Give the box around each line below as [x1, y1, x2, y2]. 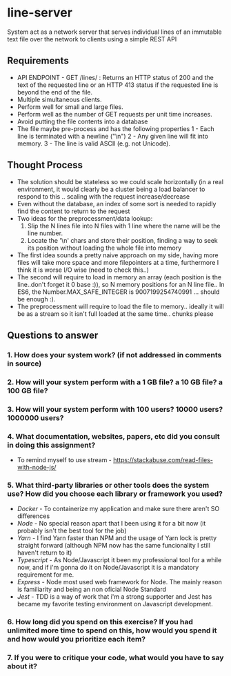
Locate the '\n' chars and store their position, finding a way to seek [27, 236, 219, 244]
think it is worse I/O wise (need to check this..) [17, 266, 150, 274]
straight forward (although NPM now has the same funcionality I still [17, 541, 210, 550]
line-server [7, 5, 72, 21]
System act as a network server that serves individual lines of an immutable [7, 28, 222, 36]
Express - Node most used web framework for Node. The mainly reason [17, 578, 222, 586]
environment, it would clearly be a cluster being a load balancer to [17, 185, 205, 193]
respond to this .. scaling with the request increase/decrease [17, 192, 190, 201]
